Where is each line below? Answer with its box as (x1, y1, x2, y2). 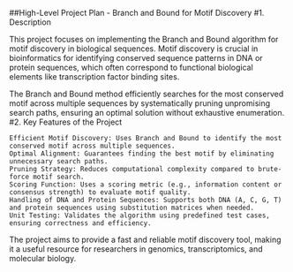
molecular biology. (9, 253, 77, 263)
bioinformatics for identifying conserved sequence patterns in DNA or (9, 53, 263, 63)
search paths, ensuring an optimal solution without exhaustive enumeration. (9, 108, 285, 117)
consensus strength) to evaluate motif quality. (9, 188, 192, 197)
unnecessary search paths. (9, 157, 109, 166)
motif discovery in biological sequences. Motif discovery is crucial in (9, 43, 259, 54)
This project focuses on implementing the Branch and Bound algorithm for (9, 34, 279, 44)
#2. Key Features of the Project (9, 117, 123, 127)
